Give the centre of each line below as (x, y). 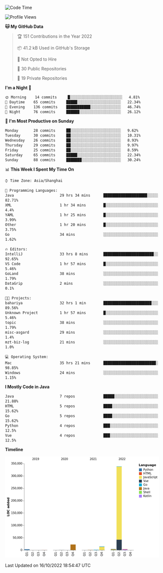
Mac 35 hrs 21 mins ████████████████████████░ (82, 363)
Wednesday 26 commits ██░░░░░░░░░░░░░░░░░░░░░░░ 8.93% (72, 140)
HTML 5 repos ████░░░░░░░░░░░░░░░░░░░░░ (82, 406)
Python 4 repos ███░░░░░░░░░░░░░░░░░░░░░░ (82, 426)
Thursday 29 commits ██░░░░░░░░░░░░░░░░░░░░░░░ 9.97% (72, 145)
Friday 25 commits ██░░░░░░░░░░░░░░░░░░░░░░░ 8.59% (72, 150)
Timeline (14, 449)
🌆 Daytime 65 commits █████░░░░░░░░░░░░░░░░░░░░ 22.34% (73, 102)
